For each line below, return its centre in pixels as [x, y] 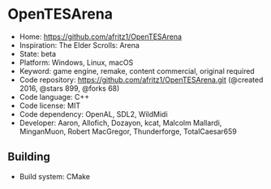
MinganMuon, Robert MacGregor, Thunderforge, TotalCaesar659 [128, 131]
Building [29, 157]
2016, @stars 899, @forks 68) [69, 88]
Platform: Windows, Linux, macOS [76, 62]
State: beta [38, 54]
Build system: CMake [55, 176]
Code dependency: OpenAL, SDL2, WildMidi [93, 114]
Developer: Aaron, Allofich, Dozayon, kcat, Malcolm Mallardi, [120, 122]
